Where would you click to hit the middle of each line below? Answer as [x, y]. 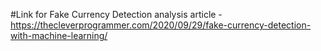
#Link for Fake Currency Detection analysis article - [116, 14]
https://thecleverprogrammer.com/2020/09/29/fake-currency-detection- [161, 25]
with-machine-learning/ [59, 35]
